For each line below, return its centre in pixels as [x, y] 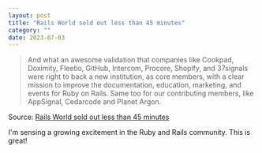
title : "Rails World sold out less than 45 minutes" [97, 23]
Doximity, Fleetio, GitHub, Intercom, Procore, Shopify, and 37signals [138, 69]
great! [18, 141]
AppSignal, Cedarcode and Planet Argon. [94, 102]
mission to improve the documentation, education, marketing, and [135, 85]
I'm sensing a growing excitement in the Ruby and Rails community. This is [129, 132]
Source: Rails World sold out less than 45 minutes [89, 117]
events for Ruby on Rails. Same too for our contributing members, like [140, 93]
